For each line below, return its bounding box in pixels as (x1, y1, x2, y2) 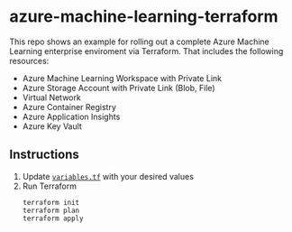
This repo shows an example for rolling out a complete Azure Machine (9, 36, 269, 47)
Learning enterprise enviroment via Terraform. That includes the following (9, 45, 284, 56)
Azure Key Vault (22, 120, 83, 132)
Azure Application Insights (22, 111, 121, 122)
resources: (9, 55, 50, 66)
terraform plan (22, 206, 80, 215)
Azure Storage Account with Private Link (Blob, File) (22, 82, 215, 93)
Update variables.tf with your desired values (22, 171, 194, 181)
